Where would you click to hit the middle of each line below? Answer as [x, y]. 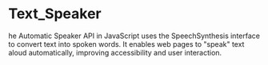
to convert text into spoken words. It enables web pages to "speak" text [126, 44]
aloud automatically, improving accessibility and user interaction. [115, 52]
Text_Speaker [55, 14]
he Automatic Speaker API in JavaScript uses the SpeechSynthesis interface [134, 36]
